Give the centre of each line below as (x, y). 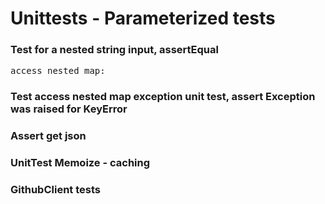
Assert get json (48, 136)
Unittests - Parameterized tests (143, 18)
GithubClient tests (55, 190)
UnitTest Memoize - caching (80, 163)
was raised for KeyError (69, 109)
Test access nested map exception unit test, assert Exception (163, 97)
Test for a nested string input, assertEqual (114, 50)
